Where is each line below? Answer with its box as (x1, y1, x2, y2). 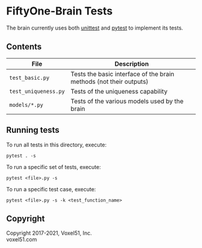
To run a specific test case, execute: (6, 185, 96, 192)
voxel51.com (6, 236, 37, 243)
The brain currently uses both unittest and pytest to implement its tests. (6, 24, 183, 31)
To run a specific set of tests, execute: (6, 163, 101, 170)
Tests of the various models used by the (70, 97, 184, 105)
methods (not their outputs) (70, 77, 148, 86)
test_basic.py (9, 74, 50, 81)
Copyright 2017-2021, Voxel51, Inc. (6, 229, 92, 237)
